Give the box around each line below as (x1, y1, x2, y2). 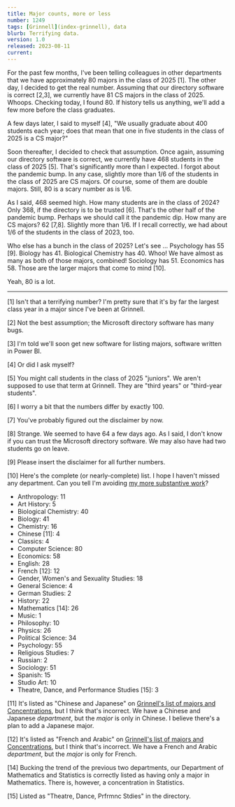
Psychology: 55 (17, 641, 63, 649)
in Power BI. (7, 347, 42, 355)
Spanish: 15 (17, 671, 51, 679)
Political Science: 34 (17, 634, 77, 642)
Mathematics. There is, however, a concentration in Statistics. (7, 778, 185, 787)
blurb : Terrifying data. (7, 29, 80, 37)
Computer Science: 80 (17, 544, 83, 552)
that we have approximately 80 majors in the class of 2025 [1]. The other (7, 76, 217, 84)
